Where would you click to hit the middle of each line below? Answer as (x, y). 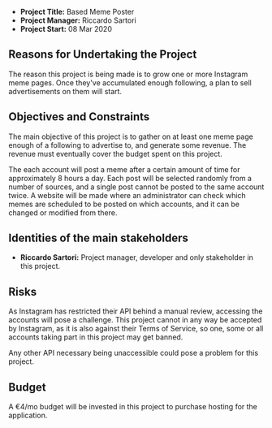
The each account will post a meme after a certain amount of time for (124, 169)
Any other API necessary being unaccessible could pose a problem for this (133, 353)
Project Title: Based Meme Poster (77, 12)
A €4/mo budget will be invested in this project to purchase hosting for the (133, 407)
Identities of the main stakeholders (98, 238)
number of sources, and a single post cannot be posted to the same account (136, 187)
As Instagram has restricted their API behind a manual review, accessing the (136, 311)
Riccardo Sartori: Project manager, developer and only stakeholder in (137, 257)
